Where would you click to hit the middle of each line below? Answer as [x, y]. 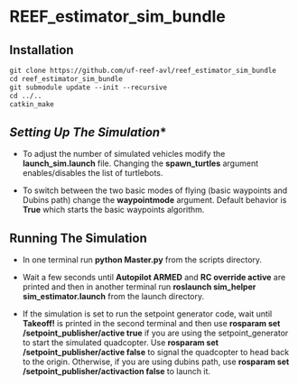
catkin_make [32, 104]
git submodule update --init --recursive [88, 87]
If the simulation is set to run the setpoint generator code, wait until [147, 314]
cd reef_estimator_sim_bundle [66, 78]
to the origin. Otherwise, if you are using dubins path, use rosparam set [156, 362]
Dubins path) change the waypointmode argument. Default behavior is [154, 200]
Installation [42, 50]
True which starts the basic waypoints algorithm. [113, 210]
